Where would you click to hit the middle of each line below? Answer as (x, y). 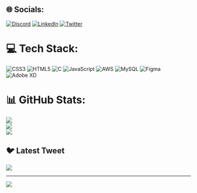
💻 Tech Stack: (42, 49)
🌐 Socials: (25, 10)
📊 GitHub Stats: (46, 100)
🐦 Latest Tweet (35, 151)
